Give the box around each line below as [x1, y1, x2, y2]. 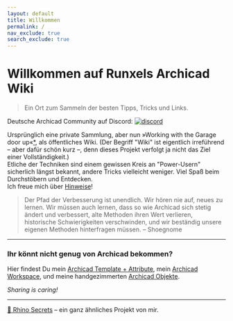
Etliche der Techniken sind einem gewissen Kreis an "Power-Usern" [7, 160, 201, 169]
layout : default [7, 10, 54, 17]
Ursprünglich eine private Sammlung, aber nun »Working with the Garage [7, 131, 216, 139]
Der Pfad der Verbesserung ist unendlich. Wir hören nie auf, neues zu [24, 196, 223, 204]
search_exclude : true [7, 36, 70, 43]
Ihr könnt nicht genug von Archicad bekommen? [7, 249, 173, 258]
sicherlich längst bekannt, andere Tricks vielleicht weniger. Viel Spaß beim [7, 167, 220, 176]
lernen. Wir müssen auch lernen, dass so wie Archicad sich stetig [24, 203, 212, 212]
